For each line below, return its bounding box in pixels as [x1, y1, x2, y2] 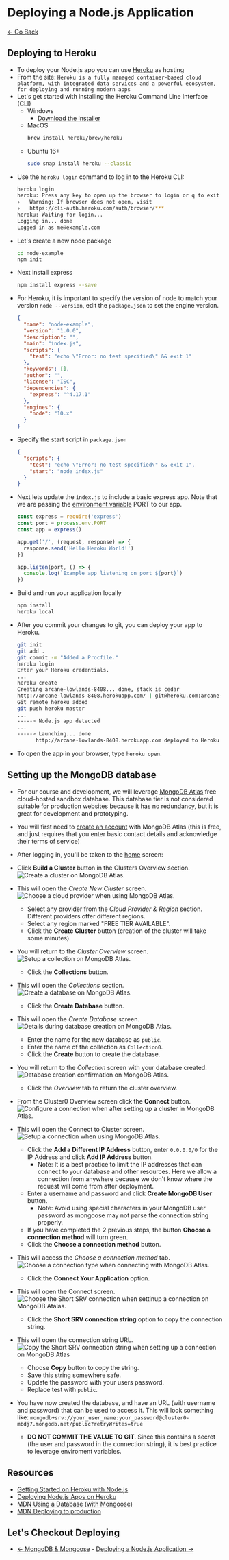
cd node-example [16, 249, 64, 256]
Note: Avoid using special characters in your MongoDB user [37, 1204, 206, 1212]
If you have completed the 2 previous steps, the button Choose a [27, 1226, 211, 1234]
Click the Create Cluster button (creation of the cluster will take [27, 927, 206, 935]
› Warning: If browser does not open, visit [16, 199, 152, 206]
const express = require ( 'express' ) [16, 513, 122, 520]
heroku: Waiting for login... [16, 211, 104, 218]
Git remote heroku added [16, 698, 88, 705]
